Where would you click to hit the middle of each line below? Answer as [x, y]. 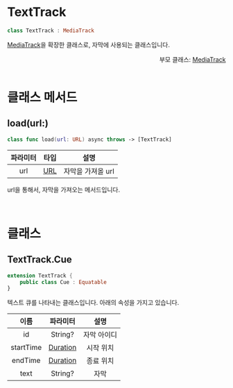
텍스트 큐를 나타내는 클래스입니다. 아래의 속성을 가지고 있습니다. [93, 303]
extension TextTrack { [40, 276]
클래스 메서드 [42, 97]
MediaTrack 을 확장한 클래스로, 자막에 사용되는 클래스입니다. [88, 44]
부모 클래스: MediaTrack [192, 59]
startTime [26, 348]
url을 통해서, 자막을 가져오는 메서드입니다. [63, 189]
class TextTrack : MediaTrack [51, 31]
